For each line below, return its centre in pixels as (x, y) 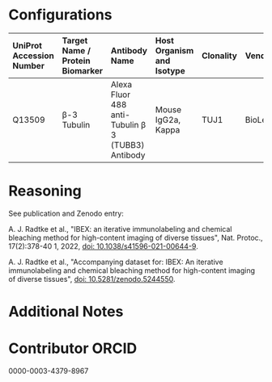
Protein (76, 61)
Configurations (60, 15)
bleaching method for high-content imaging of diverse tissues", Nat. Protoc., (136, 237)
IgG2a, (168, 120)
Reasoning (45, 191)
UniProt (28, 45)
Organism (174, 50)
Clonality (219, 56)
